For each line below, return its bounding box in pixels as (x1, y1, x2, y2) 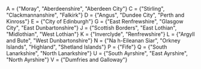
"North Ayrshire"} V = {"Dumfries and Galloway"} (6, 56, 128, 63)
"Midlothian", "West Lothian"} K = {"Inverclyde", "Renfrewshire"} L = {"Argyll (6, 31, 195, 38)
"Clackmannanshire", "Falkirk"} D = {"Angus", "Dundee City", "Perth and (6, 11, 185, 19)
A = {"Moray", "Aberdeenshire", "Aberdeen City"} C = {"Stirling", (6, 5, 165, 12)
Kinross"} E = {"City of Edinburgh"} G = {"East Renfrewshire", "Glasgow (6, 18, 184, 25)
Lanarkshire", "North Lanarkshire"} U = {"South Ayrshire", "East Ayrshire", (6, 50, 188, 56)
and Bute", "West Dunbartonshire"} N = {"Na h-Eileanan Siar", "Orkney (6, 37, 181, 44)
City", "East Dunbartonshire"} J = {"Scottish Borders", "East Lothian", (6, 24, 177, 31)
